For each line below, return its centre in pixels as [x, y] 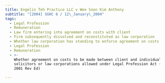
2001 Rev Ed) [27, 69]
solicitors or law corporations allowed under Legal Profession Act [85, 64]
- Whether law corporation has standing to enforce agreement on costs [84, 41]
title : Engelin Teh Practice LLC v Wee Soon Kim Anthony [65, 10]
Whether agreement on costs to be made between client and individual [88, 60]
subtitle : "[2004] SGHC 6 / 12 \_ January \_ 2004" [55, 14]
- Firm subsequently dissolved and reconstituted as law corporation [82, 37]
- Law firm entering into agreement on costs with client [70, 32]
